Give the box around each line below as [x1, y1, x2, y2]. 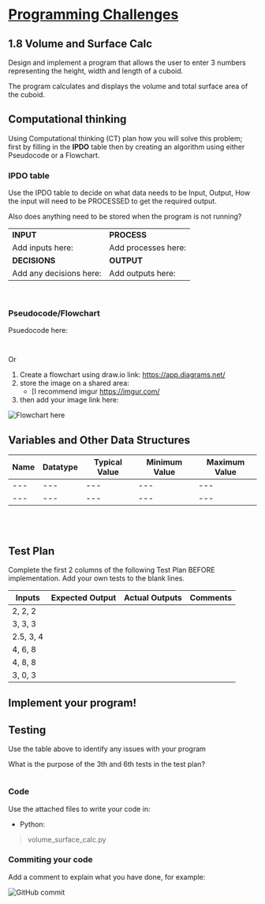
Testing [8, 723, 47, 737]
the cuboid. [8, 90, 46, 99]
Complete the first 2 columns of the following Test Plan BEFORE [8, 566, 215, 575]
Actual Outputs [123, 592, 183, 603]
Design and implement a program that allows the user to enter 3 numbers [8, 58, 246, 67]
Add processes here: [109, 242, 187, 253]
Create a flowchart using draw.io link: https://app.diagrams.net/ [19, 370, 226, 379]
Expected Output [50, 592, 117, 603]
